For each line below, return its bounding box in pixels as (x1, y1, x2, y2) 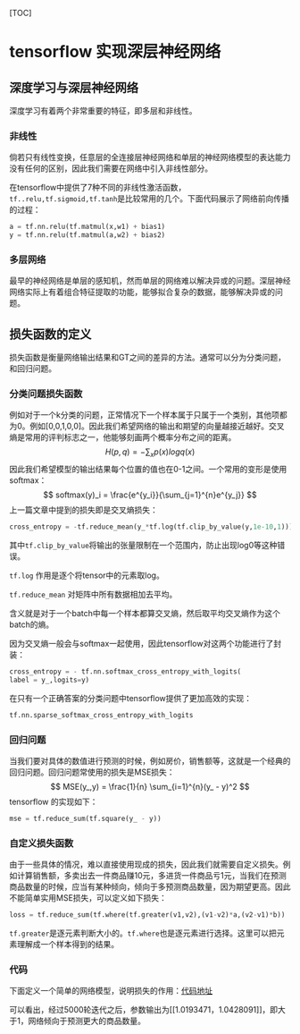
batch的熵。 (9, 619, 54, 630)
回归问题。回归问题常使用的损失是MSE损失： (9, 767, 176, 777)
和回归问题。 (9, 363, 56, 374)
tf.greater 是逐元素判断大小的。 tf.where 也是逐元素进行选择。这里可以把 (9, 928, 277, 938)
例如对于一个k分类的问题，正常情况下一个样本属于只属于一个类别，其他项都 (9, 410, 287, 420)
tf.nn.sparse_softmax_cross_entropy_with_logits (9, 710, 194, 719)
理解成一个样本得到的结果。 (16, 939, 119, 950)
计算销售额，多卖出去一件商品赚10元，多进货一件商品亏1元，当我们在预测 (16, 870, 287, 881)
